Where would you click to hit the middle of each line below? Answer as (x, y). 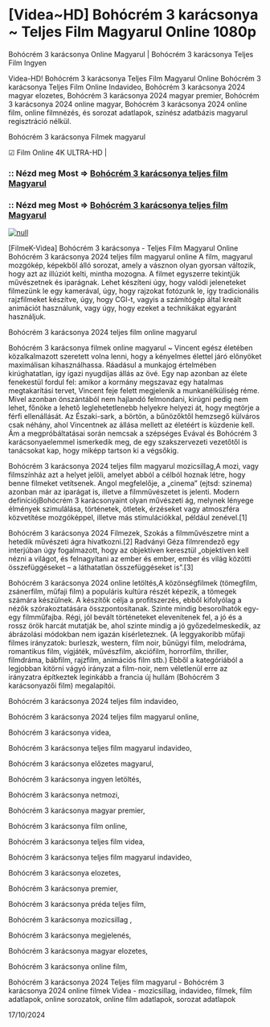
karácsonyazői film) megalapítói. (62, 685)
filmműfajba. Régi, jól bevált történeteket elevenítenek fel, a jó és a (133, 617)
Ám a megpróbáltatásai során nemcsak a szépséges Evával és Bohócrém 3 (133, 433)
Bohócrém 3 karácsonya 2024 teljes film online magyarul (103, 333)
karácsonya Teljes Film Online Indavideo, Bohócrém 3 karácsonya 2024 (127, 87)
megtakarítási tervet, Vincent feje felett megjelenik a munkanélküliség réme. (134, 391)
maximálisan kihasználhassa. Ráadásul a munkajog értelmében (112, 365)
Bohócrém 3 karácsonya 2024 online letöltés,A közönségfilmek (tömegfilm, (133, 583)
